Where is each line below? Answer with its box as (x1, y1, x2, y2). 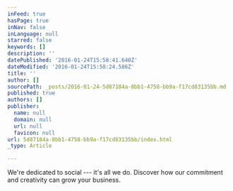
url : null (13, 122, 42, 130)
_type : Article (7, 143, 52, 150)
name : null (13, 109, 46, 116)
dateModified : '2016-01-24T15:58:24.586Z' (7, 63, 135, 70)
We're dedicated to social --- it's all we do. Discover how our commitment (7, 168, 223, 177)
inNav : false (7, 23, 46, 31)
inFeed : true (7, 10, 46, 18)
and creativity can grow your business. (7, 175, 121, 185)
